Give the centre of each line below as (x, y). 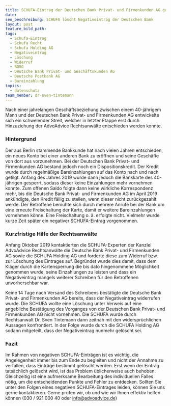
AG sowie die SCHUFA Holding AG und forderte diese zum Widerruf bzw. (82, 256)
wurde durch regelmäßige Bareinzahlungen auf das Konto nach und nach (82, 172)
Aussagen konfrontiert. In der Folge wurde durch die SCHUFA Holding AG (82, 325)
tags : (11, 34)
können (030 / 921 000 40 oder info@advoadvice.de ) (61, 398)
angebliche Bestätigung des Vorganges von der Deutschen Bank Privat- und (85, 309)
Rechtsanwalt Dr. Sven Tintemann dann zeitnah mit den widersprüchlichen (83, 319)
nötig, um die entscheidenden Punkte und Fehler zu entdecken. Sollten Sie (83, 382)
